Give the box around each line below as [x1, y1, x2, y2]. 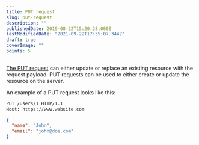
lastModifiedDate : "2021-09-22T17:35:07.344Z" [6, 31, 125, 37]
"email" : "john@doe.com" [11, 128, 74, 134]
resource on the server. [6, 77, 64, 84]
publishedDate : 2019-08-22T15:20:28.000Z [6, 25, 112, 32]
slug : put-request [6, 14, 52, 20]
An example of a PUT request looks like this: [6, 88, 116, 96]
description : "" [6, 20, 47, 26]
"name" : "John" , [11, 123, 52, 129]
